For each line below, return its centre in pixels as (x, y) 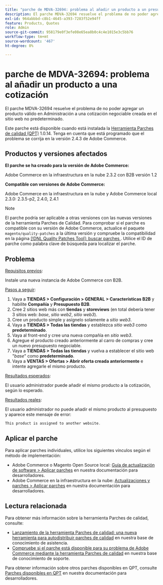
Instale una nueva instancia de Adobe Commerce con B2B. (64, 280)
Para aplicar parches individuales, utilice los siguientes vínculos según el (78, 450)
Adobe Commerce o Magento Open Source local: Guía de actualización (83, 465)
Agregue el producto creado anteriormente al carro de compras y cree (82, 340)
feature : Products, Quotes (32, 23)
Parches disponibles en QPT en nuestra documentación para (66, 573)
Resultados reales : (24, 400)
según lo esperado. (24, 391)
